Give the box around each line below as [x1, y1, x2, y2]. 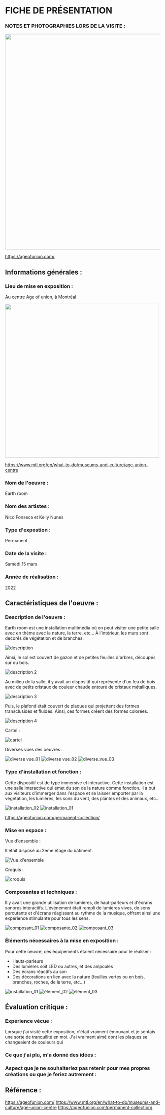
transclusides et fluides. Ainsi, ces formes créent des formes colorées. [5, 708, 149, 714]
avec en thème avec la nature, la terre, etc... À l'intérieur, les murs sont [5, 630, 149, 636]
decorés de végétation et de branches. [5, 635, 84, 641]
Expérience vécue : [5, 1017, 52, 1024]
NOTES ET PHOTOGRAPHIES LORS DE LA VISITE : [5, 23, 126, 30]
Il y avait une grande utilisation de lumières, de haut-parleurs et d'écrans [5, 900, 153, 906]
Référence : [5, 1086, 41, 1094]
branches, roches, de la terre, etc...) [12, 979, 85, 985]
